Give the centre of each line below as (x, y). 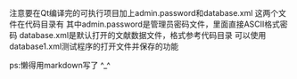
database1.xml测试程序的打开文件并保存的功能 (94, 46)
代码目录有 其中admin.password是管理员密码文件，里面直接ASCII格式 (153, 24)
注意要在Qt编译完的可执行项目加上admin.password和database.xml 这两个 (144, 13)
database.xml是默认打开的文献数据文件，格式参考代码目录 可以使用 (143, 35)
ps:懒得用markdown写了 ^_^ (60, 65)
